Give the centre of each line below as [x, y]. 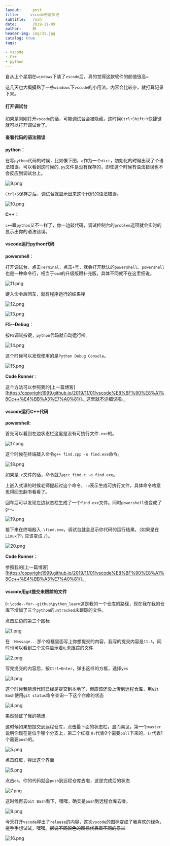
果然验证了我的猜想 [25, 716]
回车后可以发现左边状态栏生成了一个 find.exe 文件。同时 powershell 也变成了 [83, 503]
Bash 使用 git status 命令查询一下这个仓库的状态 [55, 695]
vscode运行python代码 [30, 244]
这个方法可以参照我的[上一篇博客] [40, 387]
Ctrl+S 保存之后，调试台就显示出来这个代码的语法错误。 [63, 194]
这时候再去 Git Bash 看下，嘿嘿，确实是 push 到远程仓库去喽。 [68, 801]
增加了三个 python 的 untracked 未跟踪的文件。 [60, 610]
